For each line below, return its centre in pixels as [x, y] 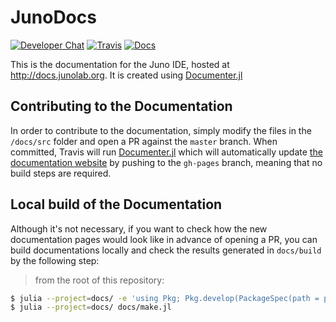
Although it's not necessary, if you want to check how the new [139, 228]
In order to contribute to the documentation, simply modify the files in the [161, 130]
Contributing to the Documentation [121, 106]
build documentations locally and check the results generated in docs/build [166, 250]
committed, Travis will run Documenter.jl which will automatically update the [166, 152]
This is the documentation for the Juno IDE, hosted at [120, 64]
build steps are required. [61, 173]
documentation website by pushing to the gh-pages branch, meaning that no [166, 162]
